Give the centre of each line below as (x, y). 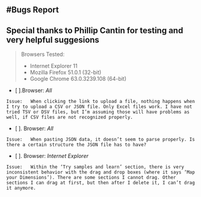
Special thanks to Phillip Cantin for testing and (95, 30)
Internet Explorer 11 (54, 66)
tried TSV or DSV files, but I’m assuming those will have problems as (98, 112)
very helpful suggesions (53, 39)
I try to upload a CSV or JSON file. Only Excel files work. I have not (99, 107)
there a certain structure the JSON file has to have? (76, 145)
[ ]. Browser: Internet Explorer (52, 156)
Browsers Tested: (43, 54)
